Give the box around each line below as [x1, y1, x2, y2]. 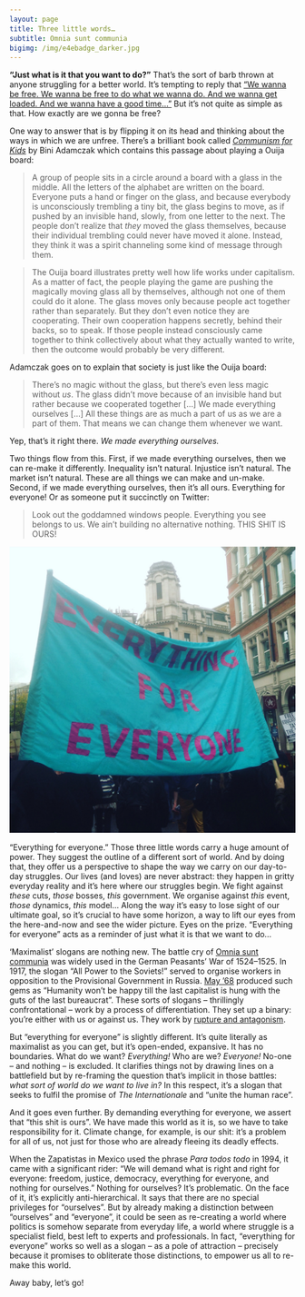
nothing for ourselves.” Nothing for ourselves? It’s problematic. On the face [9, 1183, 290, 1193]
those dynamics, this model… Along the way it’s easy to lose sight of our [9, 900, 280, 911]
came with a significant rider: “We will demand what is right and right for [9, 1163, 280, 1174]
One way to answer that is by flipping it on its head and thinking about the [9, 125, 285, 136]
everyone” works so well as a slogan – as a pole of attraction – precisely [9, 1241, 279, 1252]
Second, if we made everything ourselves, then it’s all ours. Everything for [9, 482, 286, 493]
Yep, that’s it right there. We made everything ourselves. [9, 436, 220, 447]
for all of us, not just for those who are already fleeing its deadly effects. [9, 1136, 280, 1147]
